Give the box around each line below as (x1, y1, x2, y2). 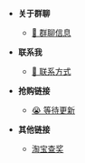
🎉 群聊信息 (31, 27, 71, 38)
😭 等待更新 (31, 105, 75, 116)
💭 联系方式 (31, 66, 71, 76)
